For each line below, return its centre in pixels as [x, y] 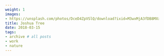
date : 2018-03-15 [23, 28]
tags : [10, 32]
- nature [14, 46]
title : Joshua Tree [25, 23]
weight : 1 [15, 9]
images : [13, 14]
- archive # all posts [28, 37]
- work [12, 41]
